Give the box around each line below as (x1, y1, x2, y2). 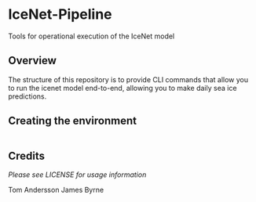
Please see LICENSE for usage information (8, 170, 147, 179)
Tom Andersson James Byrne (8, 186, 104, 195)
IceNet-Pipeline (8, 5, 112, 23)
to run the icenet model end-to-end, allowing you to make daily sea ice (8, 83, 237, 92)
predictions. (8, 92, 47, 101)
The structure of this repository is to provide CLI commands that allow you (8, 74, 249, 84)
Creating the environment (8, 114, 137, 128)
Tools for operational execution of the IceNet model (8, 31, 175, 41)
